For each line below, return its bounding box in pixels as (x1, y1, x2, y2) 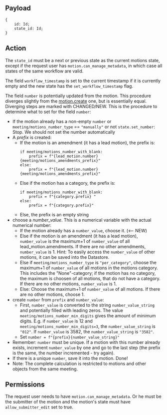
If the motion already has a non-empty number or (12, 118, 112, 124)
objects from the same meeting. (12, 365, 78, 372)
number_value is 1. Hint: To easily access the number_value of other (19, 249, 156, 255)
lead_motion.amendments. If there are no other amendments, (19, 243, 146, 249)
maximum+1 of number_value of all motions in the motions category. (19, 265, 159, 271)
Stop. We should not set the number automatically (12, 129, 116, 135)
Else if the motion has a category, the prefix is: (19, 180, 116, 186)
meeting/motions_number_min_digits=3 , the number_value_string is (19, 323, 156, 329)
